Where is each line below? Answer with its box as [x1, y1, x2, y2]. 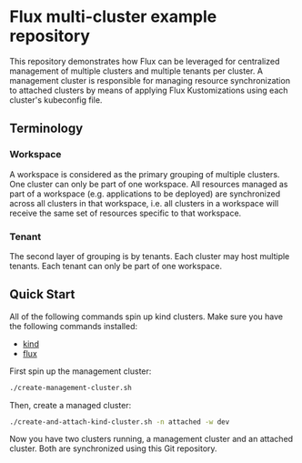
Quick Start [9, 287, 75, 302]
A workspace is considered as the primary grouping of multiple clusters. [9, 168, 280, 179]
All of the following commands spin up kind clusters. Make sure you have [9, 311, 284, 322]
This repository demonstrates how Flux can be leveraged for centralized [9, 55, 280, 66]
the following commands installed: [9, 320, 138, 331]
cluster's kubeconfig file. [9, 94, 103, 106]
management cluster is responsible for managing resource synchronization [9, 75, 291, 86]
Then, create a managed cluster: [9, 399, 132, 410]
